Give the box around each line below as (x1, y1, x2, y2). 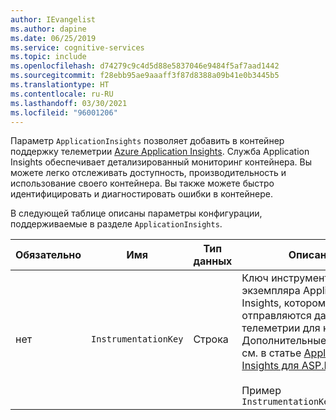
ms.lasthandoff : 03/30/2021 (10, 98, 128, 108)
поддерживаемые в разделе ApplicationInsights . (10, 218, 223, 230)
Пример (241, 384, 282, 398)
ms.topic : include (10, 52, 87, 62)
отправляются (241, 309, 312, 323)
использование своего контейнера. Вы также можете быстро (10, 177, 275, 190)
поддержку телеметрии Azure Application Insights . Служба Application (10, 146, 310, 158)
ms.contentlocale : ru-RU (10, 89, 114, 99)
